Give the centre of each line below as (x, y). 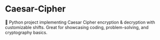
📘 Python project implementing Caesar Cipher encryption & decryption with (80, 22)
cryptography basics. (26, 32)
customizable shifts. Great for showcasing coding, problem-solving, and (77, 27)
